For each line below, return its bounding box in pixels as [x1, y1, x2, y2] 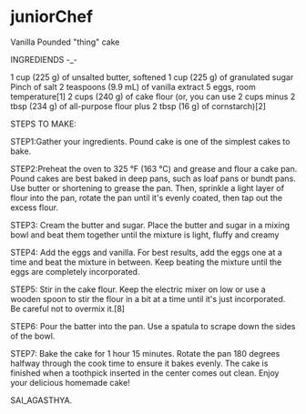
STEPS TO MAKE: [10, 118, 76, 129]
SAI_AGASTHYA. [10, 394, 73, 406]
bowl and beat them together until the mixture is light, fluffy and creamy [10, 229, 280, 240]
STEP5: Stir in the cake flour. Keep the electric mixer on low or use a [10, 284, 267, 295]
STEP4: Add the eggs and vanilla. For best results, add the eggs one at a [10, 247, 283, 257]
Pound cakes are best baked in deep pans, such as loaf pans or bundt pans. [10, 173, 297, 184]
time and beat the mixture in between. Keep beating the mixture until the [10, 257, 282, 268]
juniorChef [10, 6, 94, 27]
